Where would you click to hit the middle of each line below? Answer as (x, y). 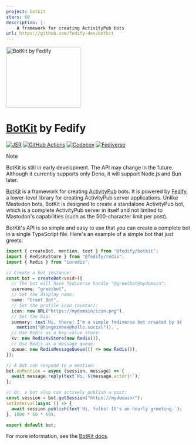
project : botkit (26, 11)
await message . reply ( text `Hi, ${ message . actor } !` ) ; (76, 376)
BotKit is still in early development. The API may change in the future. (90, 168)
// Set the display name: (43, 295)
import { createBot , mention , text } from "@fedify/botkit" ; (82, 251)
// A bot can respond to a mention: (51, 366)
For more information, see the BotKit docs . (57, 436)
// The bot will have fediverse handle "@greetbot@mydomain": (89, 284)
